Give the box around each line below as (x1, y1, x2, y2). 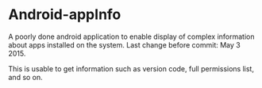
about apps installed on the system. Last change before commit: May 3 (8, 40, 241, 49)
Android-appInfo (8, 6, 121, 24)
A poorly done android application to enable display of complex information (8, 32, 255, 41)
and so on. (8, 72, 44, 82)
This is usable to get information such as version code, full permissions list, (8, 63, 254, 73)
